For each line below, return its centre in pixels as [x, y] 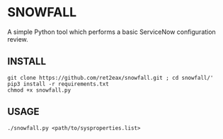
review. [18, 39]
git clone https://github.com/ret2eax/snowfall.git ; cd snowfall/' [110, 78]
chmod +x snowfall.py [39, 90]
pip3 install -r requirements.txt [58, 84]
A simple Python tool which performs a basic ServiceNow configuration [111, 32]
